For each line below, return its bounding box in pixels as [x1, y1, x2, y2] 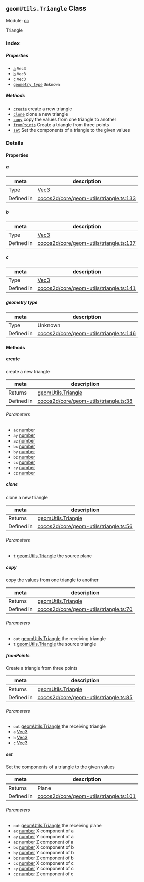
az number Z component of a [13, 839, 74, 845]
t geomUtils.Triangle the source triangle [13, 641, 97, 647]
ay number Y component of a [13, 833, 74, 839]
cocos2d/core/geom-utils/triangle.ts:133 [37, 194, 136, 202]
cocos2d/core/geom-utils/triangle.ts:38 [37, 397, 133, 404]
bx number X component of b [13, 844, 74, 850]
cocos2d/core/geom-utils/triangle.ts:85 [37, 694, 133, 701]
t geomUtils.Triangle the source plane [13, 553, 92, 559]
